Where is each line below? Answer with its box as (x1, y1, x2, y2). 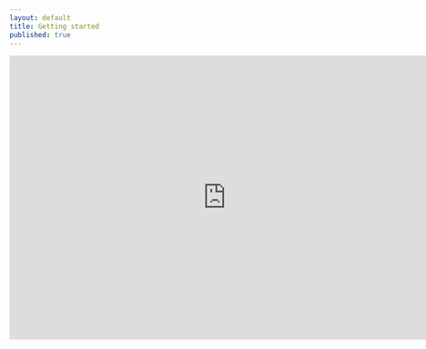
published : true (9, 30, 71, 39)
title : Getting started (9, 22, 100, 31)
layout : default (9, 13, 71, 23)
